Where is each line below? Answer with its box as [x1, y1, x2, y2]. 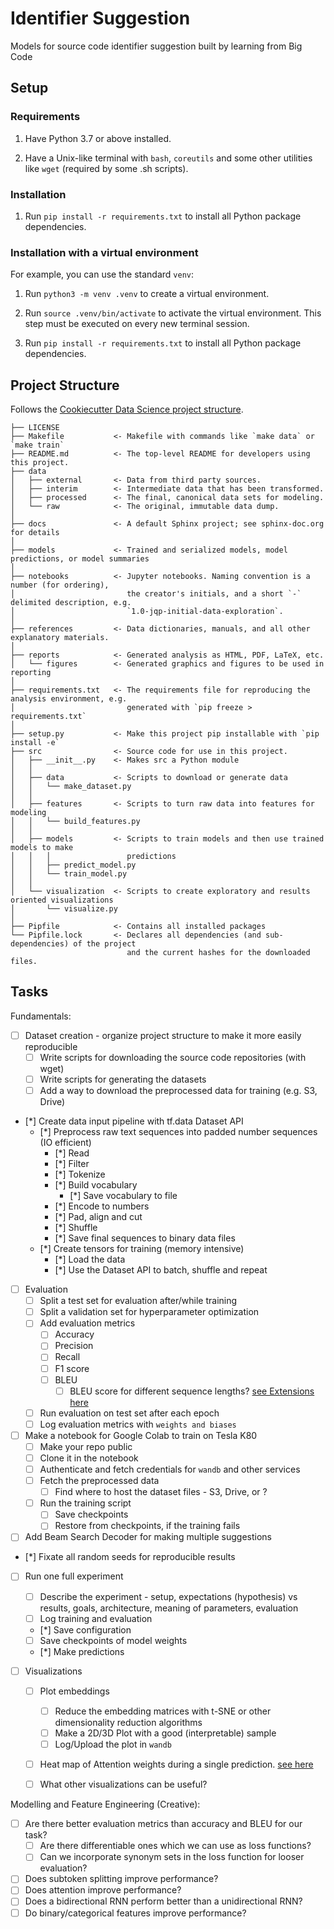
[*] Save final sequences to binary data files [54, 1232, 236, 1244]
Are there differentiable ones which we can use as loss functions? [39, 1840, 312, 1852]
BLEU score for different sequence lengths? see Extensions [69, 1385, 315, 1397]
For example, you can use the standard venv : [10, 268, 194, 281]
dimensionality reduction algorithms [54, 1716, 203, 1728]
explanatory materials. [10, 633, 110, 643]
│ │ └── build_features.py [10, 817, 141, 827]
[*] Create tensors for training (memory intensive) [39, 1243, 245, 1255]
